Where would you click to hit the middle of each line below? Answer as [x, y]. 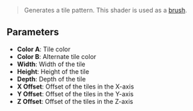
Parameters [33, 32]
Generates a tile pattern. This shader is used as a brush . [106, 10]
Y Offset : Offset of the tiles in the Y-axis [75, 93]
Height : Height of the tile [53, 71]
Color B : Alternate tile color [57, 56]
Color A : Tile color [43, 49]
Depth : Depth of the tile [51, 79]
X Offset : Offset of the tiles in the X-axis [75, 86]
